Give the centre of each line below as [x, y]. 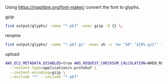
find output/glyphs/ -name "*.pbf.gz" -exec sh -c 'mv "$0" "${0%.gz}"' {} [85, 44]
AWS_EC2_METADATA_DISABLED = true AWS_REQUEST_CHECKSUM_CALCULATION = [77, 63]
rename [13, 35]
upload [12, 54]
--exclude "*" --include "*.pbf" [44, 77]
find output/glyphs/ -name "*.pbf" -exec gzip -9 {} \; [64, 26]
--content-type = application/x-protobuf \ [53, 68]
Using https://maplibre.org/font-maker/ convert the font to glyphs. [73, 7]
